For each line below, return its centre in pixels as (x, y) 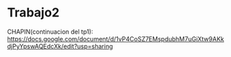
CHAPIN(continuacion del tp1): (50, 32)
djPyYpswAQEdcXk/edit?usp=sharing (60, 46)
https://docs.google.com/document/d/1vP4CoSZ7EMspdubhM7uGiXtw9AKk (115, 38)
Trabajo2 (33, 13)
